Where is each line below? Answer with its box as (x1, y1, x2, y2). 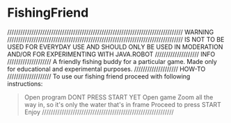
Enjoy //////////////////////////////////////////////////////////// (24, 108, 174, 116)
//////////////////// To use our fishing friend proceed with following (7, 72, 191, 81)
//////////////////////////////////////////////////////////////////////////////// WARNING (7, 28, 214, 36)
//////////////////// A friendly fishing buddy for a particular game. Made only (7, 57, 217, 65)
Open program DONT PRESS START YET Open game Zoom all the (24, 92, 214, 101)
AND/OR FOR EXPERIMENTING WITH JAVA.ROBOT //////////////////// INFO (7, 50, 216, 58)
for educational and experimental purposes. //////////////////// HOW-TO (7, 65, 206, 73)
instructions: (7, 79, 43, 88)
